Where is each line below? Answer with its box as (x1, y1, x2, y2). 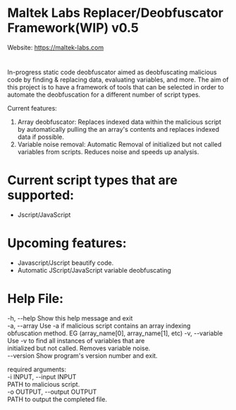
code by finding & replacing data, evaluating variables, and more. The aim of (7, 75, 229, 84)
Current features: (7, 104, 58, 113)
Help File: (7, 291, 64, 307)
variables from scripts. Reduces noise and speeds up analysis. (17, 148, 199, 156)
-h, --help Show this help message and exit (7, 313, 133, 322)
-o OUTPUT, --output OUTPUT (7, 387, 97, 396)
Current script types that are (7, 173, 178, 188)
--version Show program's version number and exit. (7, 351, 158, 360)
